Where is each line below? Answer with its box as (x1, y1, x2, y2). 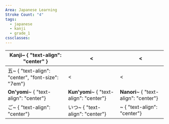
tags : (5, 17, 17, 22)
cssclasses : (5, 36, 30, 41)
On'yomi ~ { (8, 88, 35, 95)
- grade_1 (10, 31, 30, 36)
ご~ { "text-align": (8, 104, 51, 111)
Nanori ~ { (120, 88, 143, 95)
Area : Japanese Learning (5, 7, 57, 13)
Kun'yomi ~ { (67, 88, 98, 95)
